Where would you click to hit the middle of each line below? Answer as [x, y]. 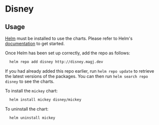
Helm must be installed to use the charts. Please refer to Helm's [69, 38]
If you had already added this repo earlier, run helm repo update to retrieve [80, 71]
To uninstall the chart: [27, 109]
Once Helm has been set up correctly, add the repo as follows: [68, 53]
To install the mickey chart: [31, 91]
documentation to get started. [35, 44]
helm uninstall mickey [32, 118]
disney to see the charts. [30, 81]
